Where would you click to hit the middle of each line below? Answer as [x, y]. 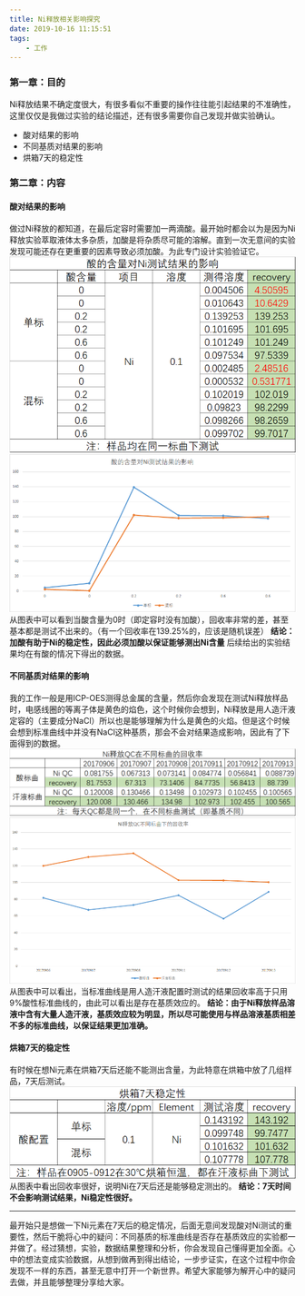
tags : [20, 38]
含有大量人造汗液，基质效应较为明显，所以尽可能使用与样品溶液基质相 [156, 1014]
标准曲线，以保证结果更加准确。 [93, 1025]
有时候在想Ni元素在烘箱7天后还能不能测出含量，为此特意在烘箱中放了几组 [147, 1069]
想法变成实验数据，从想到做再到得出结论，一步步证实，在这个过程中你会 [160, 1259]
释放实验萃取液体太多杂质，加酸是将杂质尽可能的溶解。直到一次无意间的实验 [152, 240]
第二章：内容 [38, 183]
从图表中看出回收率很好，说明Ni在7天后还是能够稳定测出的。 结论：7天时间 [150, 1186]
